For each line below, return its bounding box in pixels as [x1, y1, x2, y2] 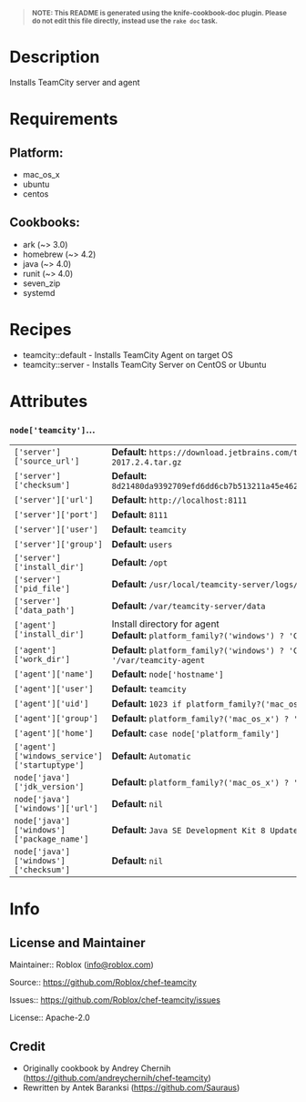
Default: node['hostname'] [111, 668, 224, 680]
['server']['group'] [14, 539, 103, 550]
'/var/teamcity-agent [111, 656, 206, 666]
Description [9, 46, 100, 67]
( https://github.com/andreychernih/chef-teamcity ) [22, 1072, 211, 1083]
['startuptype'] [14, 760, 85, 770]
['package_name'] [14, 834, 89, 844]
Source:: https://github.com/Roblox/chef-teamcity [9, 977, 198, 988]
